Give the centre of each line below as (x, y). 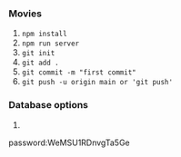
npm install (44, 34)
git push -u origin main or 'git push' (97, 83)
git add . (40, 63)
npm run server (50, 44)
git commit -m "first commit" (79, 73)
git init (38, 54)
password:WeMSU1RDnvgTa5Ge (70, 142)
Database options (48, 105)
